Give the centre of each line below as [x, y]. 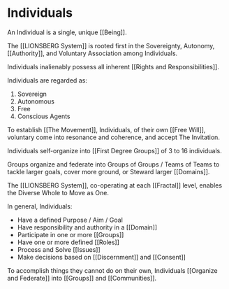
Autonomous [36, 101]
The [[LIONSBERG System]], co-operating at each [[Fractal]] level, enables [114, 185]
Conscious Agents [44, 116]
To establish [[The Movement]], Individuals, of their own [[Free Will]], [106, 129]
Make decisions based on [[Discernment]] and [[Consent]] [102, 257]
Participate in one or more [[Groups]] [71, 234]
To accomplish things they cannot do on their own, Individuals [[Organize [112, 270]
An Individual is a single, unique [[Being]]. [67, 32]
